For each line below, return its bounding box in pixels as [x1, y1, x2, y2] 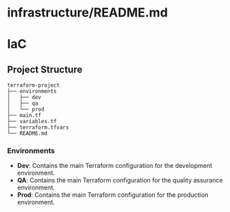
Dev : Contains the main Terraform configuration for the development [17, 162, 213, 170]
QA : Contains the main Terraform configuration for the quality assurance [17, 176, 223, 184]
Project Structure [7, 63, 83, 75]
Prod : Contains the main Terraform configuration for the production [17, 191, 209, 199]
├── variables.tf [7, 118, 57, 125]
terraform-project [7, 82, 60, 89]
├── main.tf [7, 112, 41, 119]
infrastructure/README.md [7, 5, 168, 21]
